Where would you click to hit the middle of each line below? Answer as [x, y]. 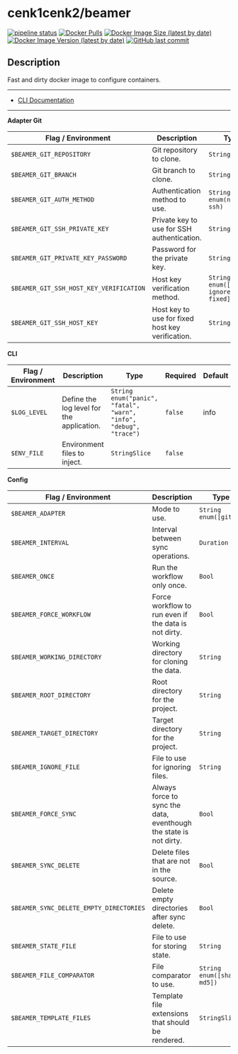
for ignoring [171, 767]
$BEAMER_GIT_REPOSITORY [51, 154]
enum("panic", [135, 398]
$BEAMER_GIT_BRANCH [44, 174]
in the [161, 870]
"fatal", [125, 405]
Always [164, 787]
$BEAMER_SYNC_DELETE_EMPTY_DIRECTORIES [78, 908]
